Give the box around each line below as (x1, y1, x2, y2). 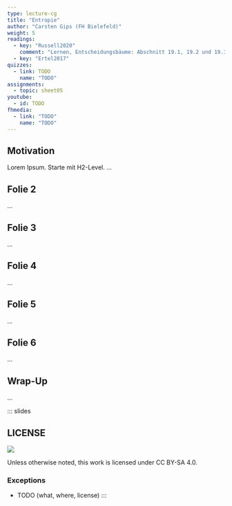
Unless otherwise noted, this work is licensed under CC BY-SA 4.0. (7, 458, 198, 467)
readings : (7, 36, 36, 43)
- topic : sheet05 (13, 87, 64, 94)
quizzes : (7, 62, 32, 68)
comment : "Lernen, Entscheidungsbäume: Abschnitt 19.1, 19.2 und (19, 49, 212, 56)
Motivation (7, 144, 55, 156)
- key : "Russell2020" (13, 42, 76, 49)
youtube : (7, 94, 32, 101)
